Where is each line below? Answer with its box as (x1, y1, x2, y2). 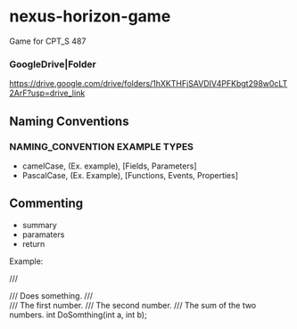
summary (21, 219, 58, 230)
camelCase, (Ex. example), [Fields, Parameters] (21, 160, 197, 171)
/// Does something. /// (9, 290, 94, 300)
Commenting (9, 196, 84, 211)
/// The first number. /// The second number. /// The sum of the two (9, 300, 257, 310)
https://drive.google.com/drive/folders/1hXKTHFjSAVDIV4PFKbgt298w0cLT (9, 78, 288, 89)
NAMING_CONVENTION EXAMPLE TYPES (9, 140, 194, 152)
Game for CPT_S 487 (9, 36, 87, 46)
